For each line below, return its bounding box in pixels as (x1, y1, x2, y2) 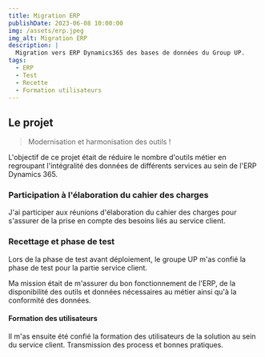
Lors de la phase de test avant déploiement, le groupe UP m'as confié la (8, 254, 247, 264)
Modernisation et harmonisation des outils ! (27, 137, 171, 146)
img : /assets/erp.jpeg (8, 26, 84, 34)
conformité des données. (8, 295, 91, 305)
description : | (8, 42, 59, 50)
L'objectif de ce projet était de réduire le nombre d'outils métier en (8, 153, 227, 162)
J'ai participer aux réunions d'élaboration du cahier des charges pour (8, 207, 237, 217)
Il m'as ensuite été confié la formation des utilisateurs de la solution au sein (8, 331, 256, 341)
